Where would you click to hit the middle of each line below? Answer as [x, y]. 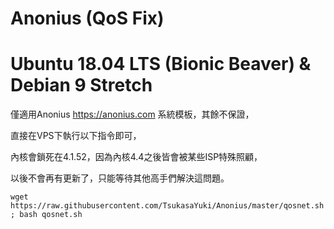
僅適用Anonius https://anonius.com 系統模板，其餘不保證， [132, 114]
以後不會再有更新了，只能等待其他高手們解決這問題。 [120, 178]
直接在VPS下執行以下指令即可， [76, 136]
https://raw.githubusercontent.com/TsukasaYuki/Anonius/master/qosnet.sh [167, 206]
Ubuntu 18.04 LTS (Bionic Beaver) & [161, 64]
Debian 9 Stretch [81, 85]
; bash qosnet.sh [46, 215]
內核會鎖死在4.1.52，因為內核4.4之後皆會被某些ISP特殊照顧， [136, 157]
